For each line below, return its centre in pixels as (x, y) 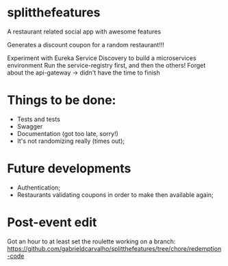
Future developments (69, 169)
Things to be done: (62, 100)
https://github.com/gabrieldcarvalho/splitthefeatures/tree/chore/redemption (114, 248)
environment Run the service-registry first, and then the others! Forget (106, 65)
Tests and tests (38, 119)
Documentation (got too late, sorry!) (67, 133)
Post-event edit (52, 222)
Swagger (30, 126)
